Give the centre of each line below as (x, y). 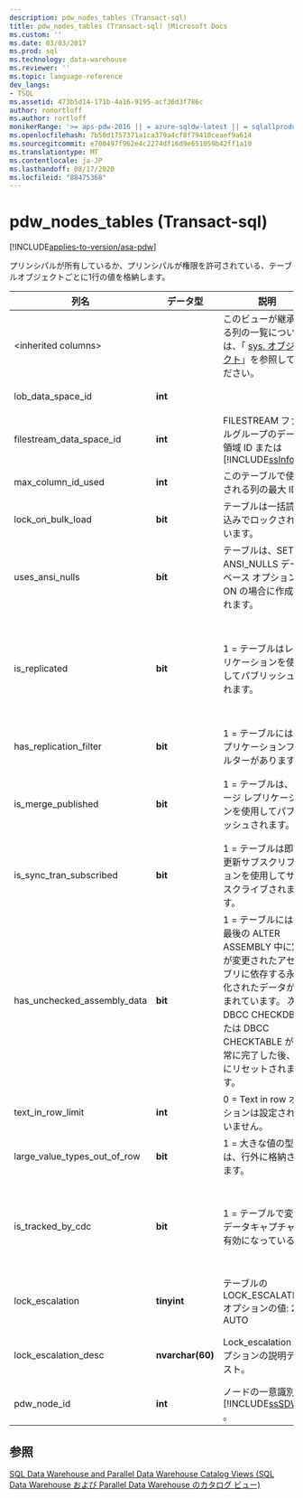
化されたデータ (255, 988)
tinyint (170, 1301)
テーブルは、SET (259, 550)
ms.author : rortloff (48, 118)
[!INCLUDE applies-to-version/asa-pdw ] (83, 247)
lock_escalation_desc (59, 1355)
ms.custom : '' (36, 34)
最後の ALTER (252, 933)
